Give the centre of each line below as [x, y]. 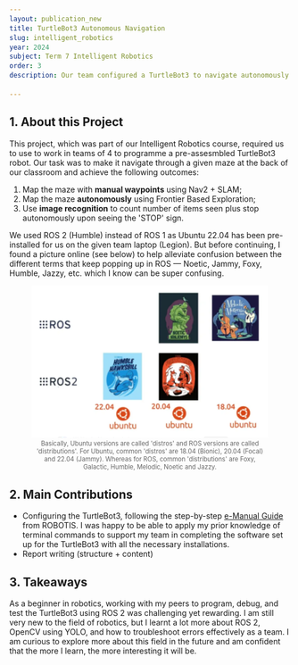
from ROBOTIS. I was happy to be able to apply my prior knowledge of [151, 526]
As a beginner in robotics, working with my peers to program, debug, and [144, 603]
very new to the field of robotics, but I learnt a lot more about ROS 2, [135, 623]
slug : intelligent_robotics [62, 37]
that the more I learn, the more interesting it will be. [103, 651]
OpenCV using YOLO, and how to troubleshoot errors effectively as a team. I [149, 632]
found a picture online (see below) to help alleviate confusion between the [146, 254]
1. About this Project [66, 122]
